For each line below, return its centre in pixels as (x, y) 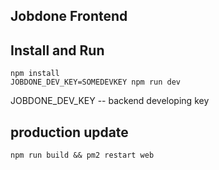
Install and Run (57, 50)
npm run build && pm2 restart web (82, 155)
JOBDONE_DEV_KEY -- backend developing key (110, 101)
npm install (35, 74)
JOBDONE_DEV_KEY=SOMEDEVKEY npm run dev (96, 82)
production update (69, 132)
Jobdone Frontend (69, 16)
